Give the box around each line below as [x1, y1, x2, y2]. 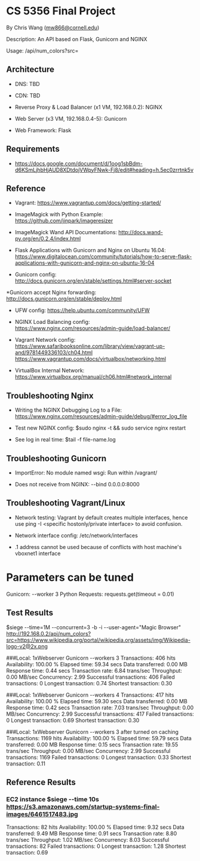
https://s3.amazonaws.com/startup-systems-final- [6, 802, 160, 811]
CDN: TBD [14, 91, 41, 99]
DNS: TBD [14, 80, 40, 87]
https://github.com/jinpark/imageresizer [14, 217, 113, 225]
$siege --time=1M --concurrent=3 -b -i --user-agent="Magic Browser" [6, 623, 181, 631]
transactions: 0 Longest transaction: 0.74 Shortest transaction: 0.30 [6, 679, 173, 687]
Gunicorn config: [14, 271, 57, 278]
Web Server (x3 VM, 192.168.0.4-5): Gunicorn [14, 115, 127, 122]
